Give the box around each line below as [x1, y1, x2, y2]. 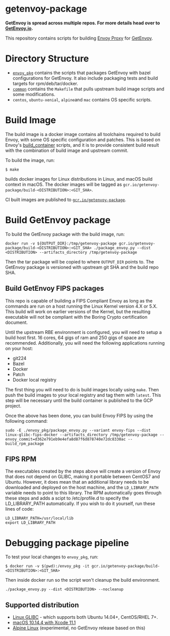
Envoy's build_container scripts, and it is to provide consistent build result [5, 142, 159, 148]
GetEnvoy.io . [5, 25, 33, 31]
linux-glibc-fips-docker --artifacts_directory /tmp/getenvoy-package [5, 432, 158, 437]
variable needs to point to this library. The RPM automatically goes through [5, 490, 161, 496]
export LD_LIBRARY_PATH [5, 520, 56, 525]
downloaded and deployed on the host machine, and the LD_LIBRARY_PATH [5, 484, 159, 490]
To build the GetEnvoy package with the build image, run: [5, 231, 125, 237]
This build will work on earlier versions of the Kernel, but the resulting [5, 308, 151, 315]
